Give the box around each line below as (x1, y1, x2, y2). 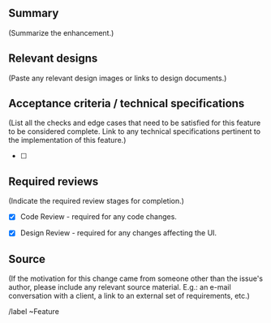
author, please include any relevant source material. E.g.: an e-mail (8, 282, 231, 292)
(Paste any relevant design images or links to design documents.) (8, 73, 227, 83)
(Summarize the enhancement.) (8, 28, 114, 37)
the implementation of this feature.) (8, 136, 127, 145)
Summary (8, 6, 59, 20)
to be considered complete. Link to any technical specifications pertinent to (8, 127, 261, 136)
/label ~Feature (8, 307, 59, 317)
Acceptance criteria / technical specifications (8, 97, 245, 110)
